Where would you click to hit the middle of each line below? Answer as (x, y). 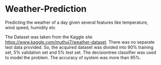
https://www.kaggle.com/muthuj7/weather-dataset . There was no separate (80, 42)
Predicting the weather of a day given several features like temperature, (77, 22)
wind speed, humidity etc (30, 27)
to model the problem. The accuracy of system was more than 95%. (73, 57)
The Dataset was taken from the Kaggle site (49, 37)
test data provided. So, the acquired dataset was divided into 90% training (79, 47)
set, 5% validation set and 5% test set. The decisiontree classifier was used (81, 52)
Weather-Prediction (46, 9)
